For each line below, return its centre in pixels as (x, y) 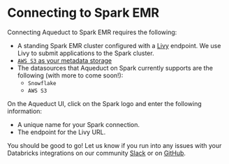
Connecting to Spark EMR (83, 13)
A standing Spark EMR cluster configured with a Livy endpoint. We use (119, 45)
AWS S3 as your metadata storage (65, 60)
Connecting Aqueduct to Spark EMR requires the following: (92, 32)
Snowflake (42, 83)
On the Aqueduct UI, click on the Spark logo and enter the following (105, 103)
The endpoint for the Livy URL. (61, 132)
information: (25, 111)
